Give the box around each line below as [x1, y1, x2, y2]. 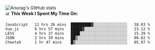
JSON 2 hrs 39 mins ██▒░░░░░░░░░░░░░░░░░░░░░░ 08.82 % [5, 35, 150, 40]
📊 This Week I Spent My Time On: [5, 11, 78, 16]
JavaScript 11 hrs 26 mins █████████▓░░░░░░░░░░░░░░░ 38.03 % [5, 22, 150, 27]
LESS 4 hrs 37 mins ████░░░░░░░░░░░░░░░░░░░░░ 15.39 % [5, 31, 150, 36]
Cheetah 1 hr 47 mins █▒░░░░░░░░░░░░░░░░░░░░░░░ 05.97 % [5, 40, 150, 45]
